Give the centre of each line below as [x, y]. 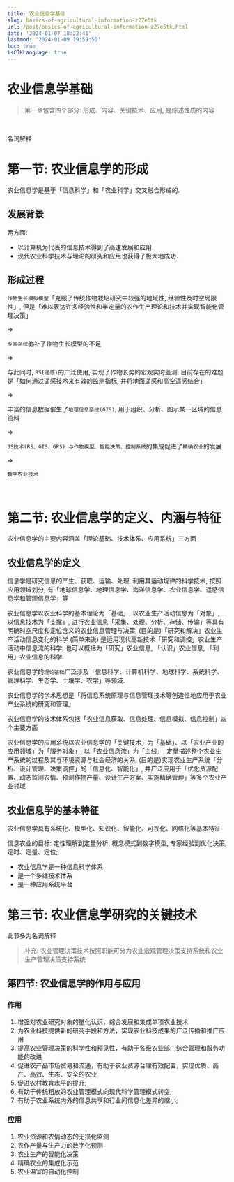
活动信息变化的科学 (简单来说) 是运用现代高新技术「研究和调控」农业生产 [118, 639]
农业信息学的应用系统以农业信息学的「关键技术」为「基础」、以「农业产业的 [116, 743]
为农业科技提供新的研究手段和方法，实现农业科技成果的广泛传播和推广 [118, 1030]
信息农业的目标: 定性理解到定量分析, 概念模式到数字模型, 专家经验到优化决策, [117, 843]
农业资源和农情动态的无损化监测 [63, 1137]
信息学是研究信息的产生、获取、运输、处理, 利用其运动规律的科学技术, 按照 [114, 581]
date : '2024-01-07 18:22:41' [49, 33]
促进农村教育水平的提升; [52, 1083]
